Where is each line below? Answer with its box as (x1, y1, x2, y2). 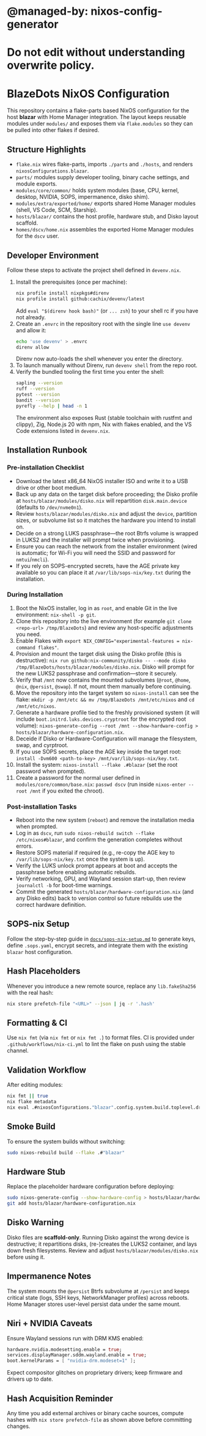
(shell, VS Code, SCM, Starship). (15, 206, 98, 214)
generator (7, 17, 59, 31)
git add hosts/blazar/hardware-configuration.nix (7, 1200, 136, 1207)
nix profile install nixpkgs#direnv (15, 290, 109, 296)
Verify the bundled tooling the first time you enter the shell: (15, 368, 164, 376)
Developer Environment (7, 250, 100, 260)
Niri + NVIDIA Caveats (7, 1318, 93, 1329)
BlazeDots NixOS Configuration (7, 87, 170, 101)
